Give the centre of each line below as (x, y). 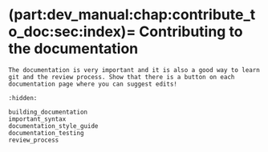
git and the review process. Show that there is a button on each (122, 77)
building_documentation (48, 112)
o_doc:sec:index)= (72, 32)
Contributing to (191, 32)
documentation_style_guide (53, 126)
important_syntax (37, 119)
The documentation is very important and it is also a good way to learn (134, 70)
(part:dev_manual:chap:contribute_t (132, 15)
